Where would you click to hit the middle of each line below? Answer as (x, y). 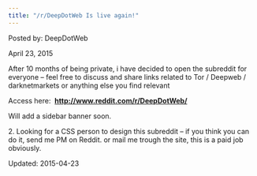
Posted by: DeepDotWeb (48, 38)
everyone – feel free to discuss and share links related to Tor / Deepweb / (127, 77)
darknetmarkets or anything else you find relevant (89, 85)
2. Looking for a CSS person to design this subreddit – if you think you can (129, 131)
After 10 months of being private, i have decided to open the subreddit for (128, 69)
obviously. (25, 148)
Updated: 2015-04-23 (44, 163)
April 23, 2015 (31, 53)
